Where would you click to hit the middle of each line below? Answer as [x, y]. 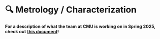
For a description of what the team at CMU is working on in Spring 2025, [80, 26]
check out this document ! [32, 31]
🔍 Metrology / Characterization [71, 10]
